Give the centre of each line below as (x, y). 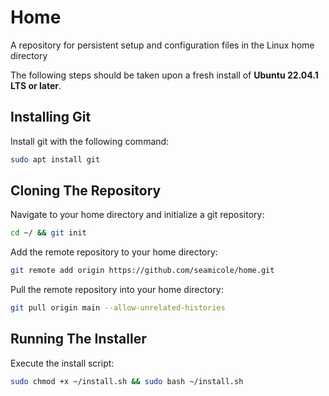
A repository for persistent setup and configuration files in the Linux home (162, 45)
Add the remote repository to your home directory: (114, 252)
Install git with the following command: (90, 141)
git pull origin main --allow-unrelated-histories (118, 308)
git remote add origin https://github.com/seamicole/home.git (142, 271)
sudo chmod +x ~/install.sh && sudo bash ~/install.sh (127, 381)
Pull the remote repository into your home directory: (117, 290)
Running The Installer (78, 339)
